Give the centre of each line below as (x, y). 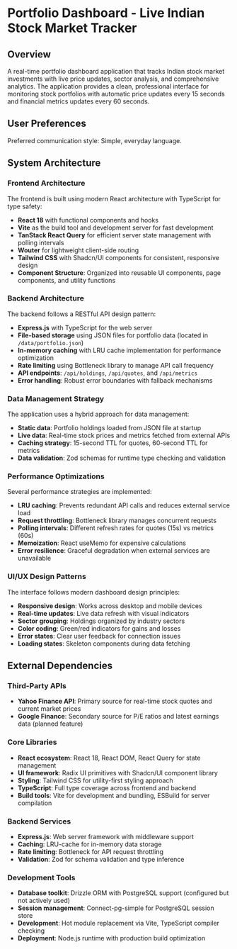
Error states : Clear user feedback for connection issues (99, 636)
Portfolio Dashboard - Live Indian (106, 13)
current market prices (49, 709)
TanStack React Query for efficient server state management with (114, 235)
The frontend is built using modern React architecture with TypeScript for (114, 198)
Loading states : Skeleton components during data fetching (104, 644)
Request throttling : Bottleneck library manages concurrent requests (117, 521)
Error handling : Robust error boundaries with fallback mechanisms (115, 380)
